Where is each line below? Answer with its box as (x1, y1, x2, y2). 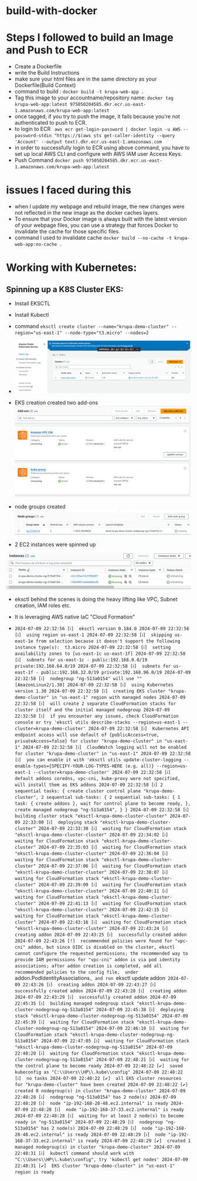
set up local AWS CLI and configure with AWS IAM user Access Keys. (14, 150, 182, 158)
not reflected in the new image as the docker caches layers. (14, 209, 159, 216)
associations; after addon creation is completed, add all (14, 963, 162, 969)
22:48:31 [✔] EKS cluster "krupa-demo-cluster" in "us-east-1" (14, 1163, 175, 1169)
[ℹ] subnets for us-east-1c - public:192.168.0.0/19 (14, 657, 148, 663)
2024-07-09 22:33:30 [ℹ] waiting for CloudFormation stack (38, 825, 187, 831)
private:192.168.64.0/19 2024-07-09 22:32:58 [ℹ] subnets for (14, 663, 171, 669)
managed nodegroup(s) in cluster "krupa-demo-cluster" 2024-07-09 (14, 1144, 181, 1150)
